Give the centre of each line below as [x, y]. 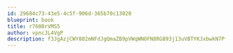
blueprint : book [31, 20]
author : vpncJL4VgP [35, 33]
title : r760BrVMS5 [34, 26]
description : [26, 39]
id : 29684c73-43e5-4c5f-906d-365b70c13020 [69, 13]
